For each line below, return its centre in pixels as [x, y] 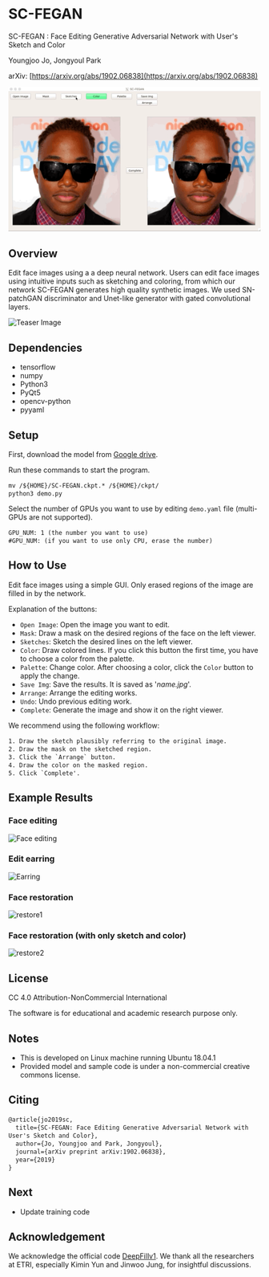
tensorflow [38, 367]
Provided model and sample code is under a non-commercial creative [135, 1067]
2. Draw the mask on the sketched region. [80, 749]
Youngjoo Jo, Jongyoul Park [55, 60]
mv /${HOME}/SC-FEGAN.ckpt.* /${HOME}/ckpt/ [84, 486]
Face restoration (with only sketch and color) [97, 936]
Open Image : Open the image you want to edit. [94, 624]
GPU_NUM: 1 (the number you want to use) [78, 533]
